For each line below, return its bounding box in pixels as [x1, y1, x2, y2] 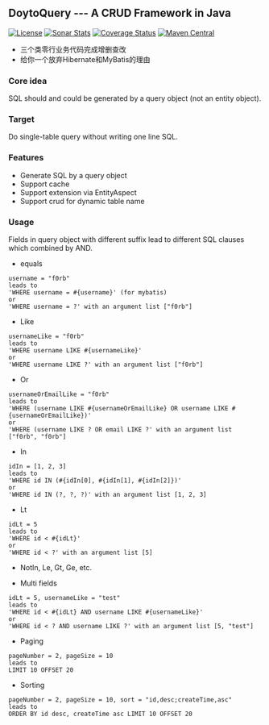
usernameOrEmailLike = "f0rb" [8, 390, 110, 398]
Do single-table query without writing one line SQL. [8, 132, 179, 142]
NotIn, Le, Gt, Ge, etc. [19, 563, 93, 572]
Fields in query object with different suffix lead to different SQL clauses [8, 235, 245, 244]
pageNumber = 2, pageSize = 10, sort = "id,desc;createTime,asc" [8, 696, 232, 704]
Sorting [19, 681, 45, 690]
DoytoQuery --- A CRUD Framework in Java [8, 6, 232, 20]
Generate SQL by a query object [19, 170, 127, 180]
